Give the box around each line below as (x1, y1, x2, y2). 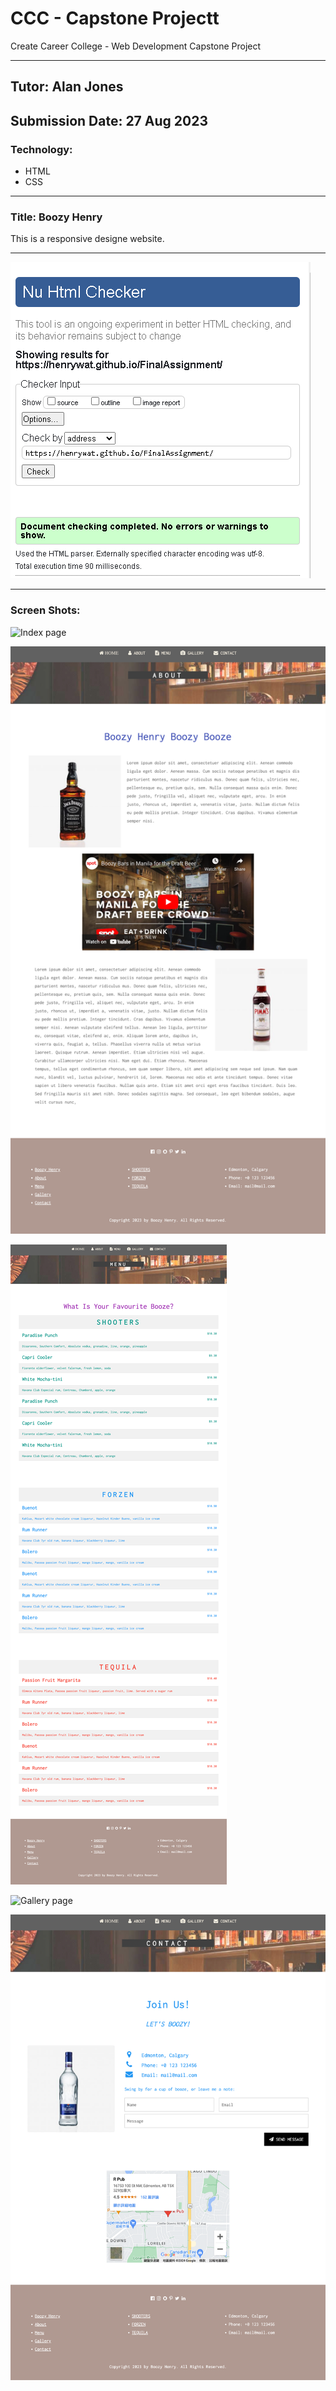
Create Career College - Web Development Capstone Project (10, 40, 262, 52)
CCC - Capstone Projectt (10, 7, 220, 30)
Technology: (10, 142, 73, 156)
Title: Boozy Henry (10, 210, 103, 224)
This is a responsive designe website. (10, 233, 165, 245)
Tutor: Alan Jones (10, 78, 124, 96)
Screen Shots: (10, 603, 81, 617)
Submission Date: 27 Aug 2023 (10, 112, 208, 129)
